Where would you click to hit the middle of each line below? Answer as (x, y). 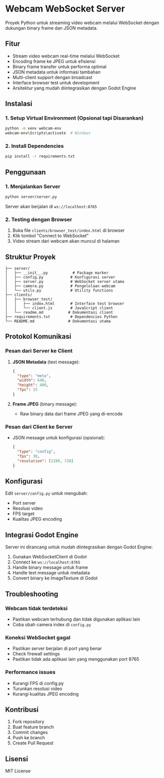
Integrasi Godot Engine (42, 535)
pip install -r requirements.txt (40, 156)
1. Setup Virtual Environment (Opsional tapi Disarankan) (74, 118)
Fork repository (28, 722)
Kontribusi (22, 709)
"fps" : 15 (27, 390)
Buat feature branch (33, 727)
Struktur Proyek (31, 257)
